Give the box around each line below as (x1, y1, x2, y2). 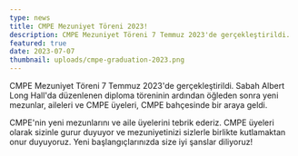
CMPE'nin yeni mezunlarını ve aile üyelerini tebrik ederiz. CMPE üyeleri (9, 117, 274, 128)
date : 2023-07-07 (9, 47, 75, 56)
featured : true (9, 38, 67, 48)
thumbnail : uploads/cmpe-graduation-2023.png (9, 55, 184, 64)
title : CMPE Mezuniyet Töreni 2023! (9, 22, 148, 31)
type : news (9, 13, 51, 23)
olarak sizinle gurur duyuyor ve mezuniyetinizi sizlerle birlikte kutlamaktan (9, 127, 286, 137)
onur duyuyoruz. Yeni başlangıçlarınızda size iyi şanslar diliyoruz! (9, 137, 253, 147)
